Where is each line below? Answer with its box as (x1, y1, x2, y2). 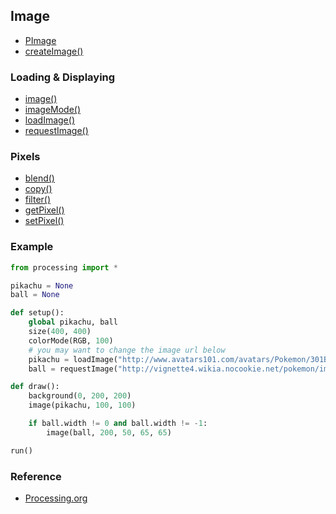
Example (10, 240, 54, 254)
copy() (24, 183, 53, 195)
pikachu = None (10, 280, 74, 291)
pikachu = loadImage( (28, 354, 118, 364)
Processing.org (24, 492, 88, 504)
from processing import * (10, 262, 118, 273)
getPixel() (24, 204, 65, 216)
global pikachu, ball (28, 317, 118, 328)
